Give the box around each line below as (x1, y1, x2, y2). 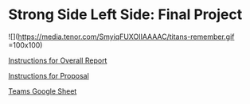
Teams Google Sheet (8, 86, 77, 96)
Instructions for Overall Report (8, 56, 107, 65)
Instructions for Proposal (8, 71, 89, 80)
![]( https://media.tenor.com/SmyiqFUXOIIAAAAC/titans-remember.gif (8, 32, 235, 41)
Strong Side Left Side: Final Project (8, 6, 243, 24)
